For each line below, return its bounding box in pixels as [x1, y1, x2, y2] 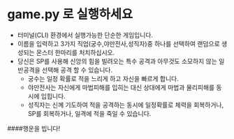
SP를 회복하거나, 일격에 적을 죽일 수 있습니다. [27, 109, 152, 117]
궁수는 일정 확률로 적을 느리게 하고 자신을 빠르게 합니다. [27, 74, 180, 82]
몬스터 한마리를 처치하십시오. [36, 48, 115, 57]
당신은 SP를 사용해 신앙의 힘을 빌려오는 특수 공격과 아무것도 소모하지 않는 [17, 57, 218, 65]
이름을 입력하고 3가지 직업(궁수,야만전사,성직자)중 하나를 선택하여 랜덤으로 [17, 39, 220, 47]
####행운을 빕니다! [7, 124, 61, 133]
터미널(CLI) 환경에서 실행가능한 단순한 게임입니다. [17, 31, 154, 39]
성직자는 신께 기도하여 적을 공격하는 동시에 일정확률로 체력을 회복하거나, [27, 101, 224, 109]
